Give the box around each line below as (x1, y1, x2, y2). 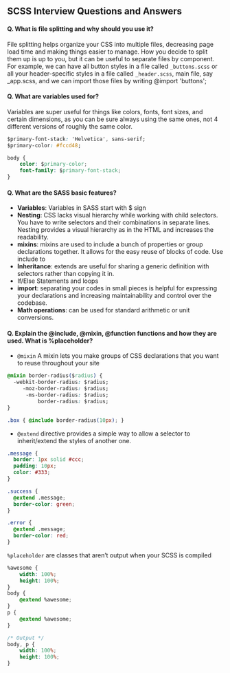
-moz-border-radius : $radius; (22, 385, 109, 392)
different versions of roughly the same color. (7, 122, 133, 130)
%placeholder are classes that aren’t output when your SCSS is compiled (7, 551, 211, 559)
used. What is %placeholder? (7, 336, 93, 345)
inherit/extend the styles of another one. (16, 436, 132, 445)
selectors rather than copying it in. (16, 270, 115, 278)
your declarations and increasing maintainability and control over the (16, 292, 211, 300)
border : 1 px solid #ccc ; (13, 456, 84, 463)
